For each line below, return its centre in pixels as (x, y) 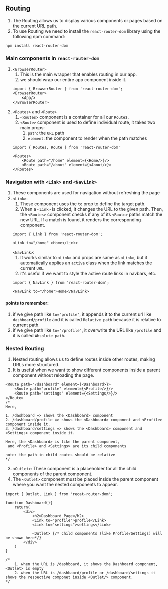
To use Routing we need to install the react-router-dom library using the (87, 31)
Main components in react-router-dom (52, 58)
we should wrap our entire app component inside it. (73, 80)
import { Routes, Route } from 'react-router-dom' (66, 148)
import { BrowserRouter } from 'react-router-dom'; (67, 89)
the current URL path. (35, 26)
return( (22, 507)
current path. (26, 325)
